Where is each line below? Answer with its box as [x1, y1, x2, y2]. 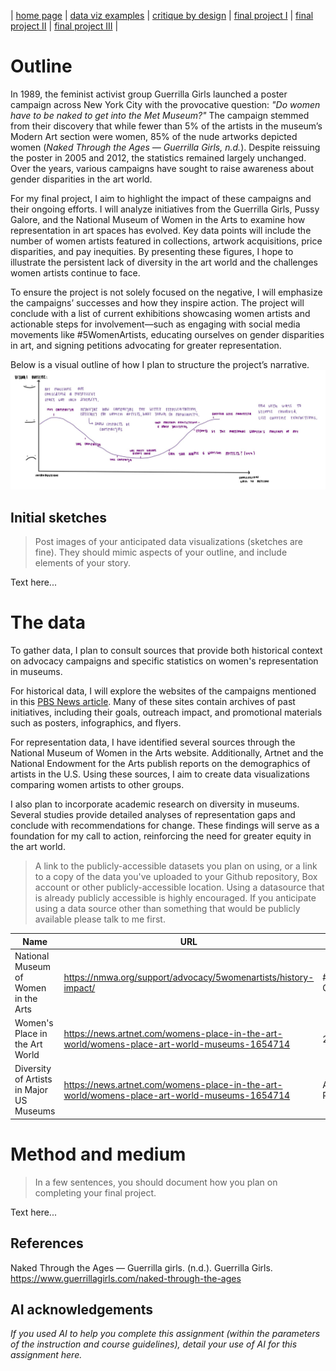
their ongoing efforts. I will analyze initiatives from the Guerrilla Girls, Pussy [10, 203, 320, 215]
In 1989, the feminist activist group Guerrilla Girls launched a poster [10, 88, 288, 100]
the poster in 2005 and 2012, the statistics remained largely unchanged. [10, 151, 307, 164]
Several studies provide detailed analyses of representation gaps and [10, 809, 296, 821]
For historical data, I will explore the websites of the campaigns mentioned [10, 685, 317, 697]
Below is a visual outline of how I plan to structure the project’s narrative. [10, 358, 310, 370]
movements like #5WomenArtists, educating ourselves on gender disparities [10, 328, 325, 340]
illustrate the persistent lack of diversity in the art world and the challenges [10, 256, 318, 268]
